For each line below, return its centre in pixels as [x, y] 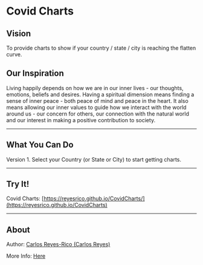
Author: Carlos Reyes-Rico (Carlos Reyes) [58, 244]
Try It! [18, 184]
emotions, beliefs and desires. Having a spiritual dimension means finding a [100, 94]
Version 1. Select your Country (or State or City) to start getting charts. [94, 159]
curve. [14, 54]
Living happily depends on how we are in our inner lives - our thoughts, [95, 88]
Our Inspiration [35, 74]
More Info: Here [26, 256]
